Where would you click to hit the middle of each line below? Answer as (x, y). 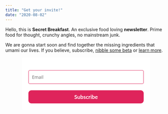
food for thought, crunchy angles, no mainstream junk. (63, 35)
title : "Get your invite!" (34, 10)
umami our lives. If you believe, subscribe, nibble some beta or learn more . (84, 50)
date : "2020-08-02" (26, 15)
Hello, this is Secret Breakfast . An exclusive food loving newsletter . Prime (84, 29)
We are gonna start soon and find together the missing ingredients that (80, 44)
